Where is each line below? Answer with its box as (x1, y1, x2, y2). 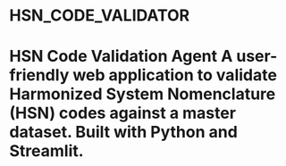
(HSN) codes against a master (9, 104, 237, 123)
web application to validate (72, 65, 277, 86)
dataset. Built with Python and (9, 122, 239, 143)
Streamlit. (9, 141, 84, 162)
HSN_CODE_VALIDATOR (9, 5, 190, 26)
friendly (9, 65, 70, 86)
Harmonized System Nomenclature (9, 84, 276, 104)
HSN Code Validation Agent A (9, 46, 233, 67)
